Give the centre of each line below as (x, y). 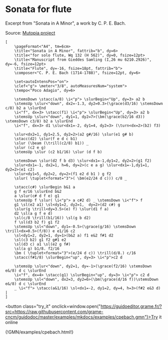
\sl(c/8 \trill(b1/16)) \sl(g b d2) (53, 218)
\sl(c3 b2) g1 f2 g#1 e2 (40, 240)
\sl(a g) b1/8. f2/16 (37, 249)
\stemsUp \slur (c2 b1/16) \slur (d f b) (58, 152)
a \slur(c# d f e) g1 (37, 196)
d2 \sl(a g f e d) (33, 213)
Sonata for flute (38, 9)
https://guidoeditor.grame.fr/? (131, 306)
